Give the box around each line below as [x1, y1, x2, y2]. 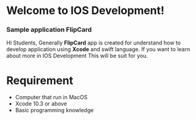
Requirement [6, 74, 73, 87]
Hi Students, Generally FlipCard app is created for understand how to [6, 39, 181, 46]
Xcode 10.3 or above [15, 100, 67, 107]
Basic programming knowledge [15, 107, 94, 114]
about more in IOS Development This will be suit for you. [6, 52, 148, 60]
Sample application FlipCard [6, 26, 92, 34]
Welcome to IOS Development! [6, 4, 165, 18]
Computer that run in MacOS [15, 94, 88, 101]
